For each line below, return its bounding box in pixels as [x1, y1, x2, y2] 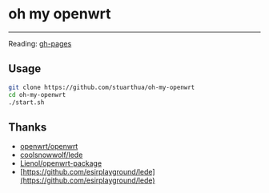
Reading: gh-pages [8, 38, 72, 48]
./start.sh [8, 98, 45, 107]
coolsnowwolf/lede [19, 150, 83, 160]
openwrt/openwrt [19, 142, 78, 151]
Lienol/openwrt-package [19, 159, 102, 168]
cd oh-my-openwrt [8, 90, 66, 99]
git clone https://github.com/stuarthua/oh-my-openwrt [8, 83, 195, 91]
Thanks [8, 120, 47, 134]
